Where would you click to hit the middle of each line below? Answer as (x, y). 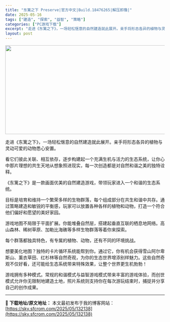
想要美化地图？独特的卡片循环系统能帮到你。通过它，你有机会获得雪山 (78, 251)
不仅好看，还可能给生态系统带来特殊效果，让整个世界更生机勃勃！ (78, 264)
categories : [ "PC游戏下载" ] (33, 24)
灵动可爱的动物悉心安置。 (32, 148)
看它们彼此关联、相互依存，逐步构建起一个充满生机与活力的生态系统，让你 (83, 159)
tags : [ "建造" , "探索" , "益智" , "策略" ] (45, 19)
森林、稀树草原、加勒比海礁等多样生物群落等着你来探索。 (69, 230)
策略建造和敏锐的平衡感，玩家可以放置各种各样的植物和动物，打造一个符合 (87, 206)
